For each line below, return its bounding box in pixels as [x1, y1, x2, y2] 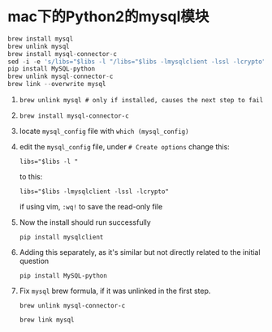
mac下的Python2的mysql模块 [7, 7, 209, 26]
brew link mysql [19, 316, 75, 325]
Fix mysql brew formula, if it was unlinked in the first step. [19, 286, 211, 296]
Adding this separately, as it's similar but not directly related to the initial [19, 248, 261, 257]
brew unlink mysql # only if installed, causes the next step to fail [19, 97, 264, 105]
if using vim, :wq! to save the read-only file [19, 202, 163, 212]
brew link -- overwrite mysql [7, 80, 106, 88]
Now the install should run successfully [19, 218, 151, 227]
